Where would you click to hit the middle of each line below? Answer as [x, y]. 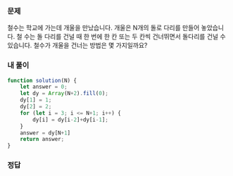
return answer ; [42, 139]
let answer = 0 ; [44, 87]
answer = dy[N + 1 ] [45, 133]
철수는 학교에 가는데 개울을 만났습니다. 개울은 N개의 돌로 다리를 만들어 [103, 28]
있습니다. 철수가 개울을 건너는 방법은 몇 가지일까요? [77, 45]
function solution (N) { [42, 80]
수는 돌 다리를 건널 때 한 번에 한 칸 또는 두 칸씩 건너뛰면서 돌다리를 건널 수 [125, 37]
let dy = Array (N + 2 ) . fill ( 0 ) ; [64, 94]
